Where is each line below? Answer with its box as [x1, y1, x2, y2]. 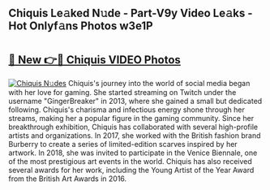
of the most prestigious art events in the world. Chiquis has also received [8, 157, 253, 166]
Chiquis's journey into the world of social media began [67, 79, 251, 88]
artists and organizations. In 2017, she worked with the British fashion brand [8, 131, 261, 140]
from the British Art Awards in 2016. [8, 174, 127, 184]
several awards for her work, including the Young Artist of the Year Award [8, 166, 255, 175]
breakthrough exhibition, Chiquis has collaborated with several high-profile [8, 122, 258, 132]
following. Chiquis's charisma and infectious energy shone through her [8, 105, 245, 114]
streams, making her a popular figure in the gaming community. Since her [8, 114, 254, 123]
